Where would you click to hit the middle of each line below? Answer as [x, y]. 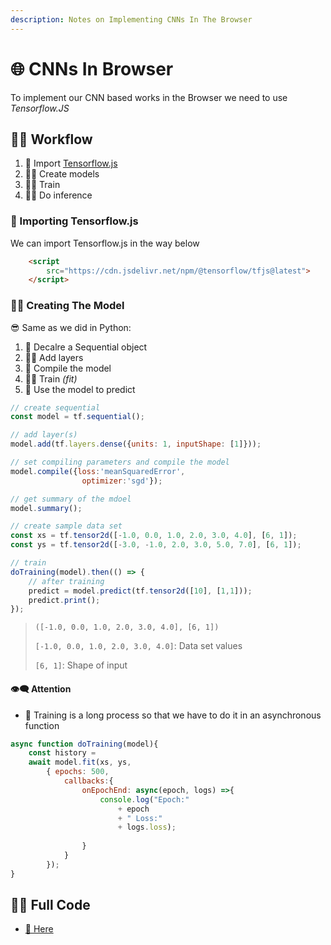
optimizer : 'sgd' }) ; [122, 481]
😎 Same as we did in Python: [71, 327]
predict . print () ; [64, 600]
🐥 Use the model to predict [80, 389]
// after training [66, 581]
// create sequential [55, 407]
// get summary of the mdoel [71, 499]
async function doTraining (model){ [84, 744]
